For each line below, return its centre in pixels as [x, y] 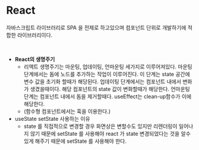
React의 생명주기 [35, 59]
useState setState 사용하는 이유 [52, 118]
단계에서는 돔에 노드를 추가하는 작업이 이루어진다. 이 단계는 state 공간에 [107, 74]
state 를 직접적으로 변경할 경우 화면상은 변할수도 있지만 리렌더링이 [100, 126]
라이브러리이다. [35, 35]
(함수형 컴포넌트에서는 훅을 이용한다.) [67, 111]
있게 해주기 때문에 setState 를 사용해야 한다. [75, 141]
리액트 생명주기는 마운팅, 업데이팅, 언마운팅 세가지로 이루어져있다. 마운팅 [108, 67]
